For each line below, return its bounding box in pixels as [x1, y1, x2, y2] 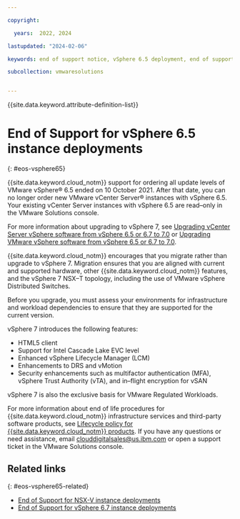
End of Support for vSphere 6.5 [7, 126, 196, 142]
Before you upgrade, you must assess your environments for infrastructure [7, 296, 228, 305]
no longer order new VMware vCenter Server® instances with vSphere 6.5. [7, 194, 227, 202]
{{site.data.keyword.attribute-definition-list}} [7, 101, 139, 109]
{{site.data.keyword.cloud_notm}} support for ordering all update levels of [7, 178, 225, 187]
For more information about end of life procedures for [7, 405, 165, 413]
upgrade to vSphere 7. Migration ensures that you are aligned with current [7, 259, 225, 268]
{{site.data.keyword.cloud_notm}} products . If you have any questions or [7, 427, 221, 436]
